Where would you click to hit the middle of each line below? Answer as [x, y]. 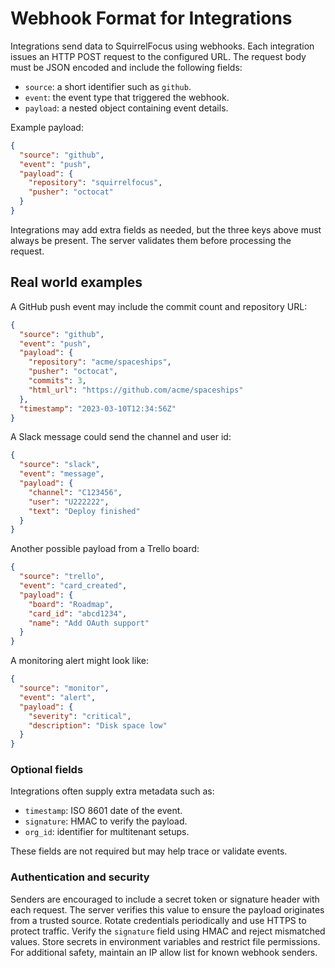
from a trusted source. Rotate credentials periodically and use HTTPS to [158, 920]
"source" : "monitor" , [64, 688]
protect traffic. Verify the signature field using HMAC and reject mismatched [168, 931]
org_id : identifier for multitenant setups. [107, 832]
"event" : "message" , [62, 474]
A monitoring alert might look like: [79, 661]
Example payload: [47, 127]
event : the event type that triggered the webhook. [127, 97]
